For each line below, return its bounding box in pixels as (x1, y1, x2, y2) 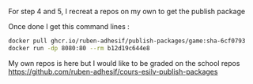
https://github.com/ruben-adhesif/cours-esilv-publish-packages (8, 67, 218, 76)
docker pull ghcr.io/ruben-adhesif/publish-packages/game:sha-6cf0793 (8, 37, 246, 45)
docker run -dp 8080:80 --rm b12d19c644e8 (8, 44, 150, 52)
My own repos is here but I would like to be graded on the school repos (8, 58, 240, 68)
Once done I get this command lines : (8, 22, 130, 31)
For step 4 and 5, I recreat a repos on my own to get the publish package (8, 7, 246, 16)
